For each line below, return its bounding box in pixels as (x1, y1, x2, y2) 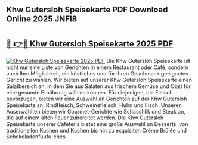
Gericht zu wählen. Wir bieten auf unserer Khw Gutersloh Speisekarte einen (6, 77, 193, 83)
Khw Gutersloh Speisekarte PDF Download (6, 5, 168, 15)
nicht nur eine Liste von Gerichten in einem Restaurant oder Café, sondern (6, 64, 189, 71)
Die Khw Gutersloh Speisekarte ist (106, 58, 190, 64)
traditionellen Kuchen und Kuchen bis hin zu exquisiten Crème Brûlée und (6, 127, 187, 134)
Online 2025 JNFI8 (6, 14, 78, 24)
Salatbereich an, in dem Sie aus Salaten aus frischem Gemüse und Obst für (6, 83, 191, 90)
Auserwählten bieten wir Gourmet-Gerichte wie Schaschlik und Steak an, (6, 108, 186, 115)
